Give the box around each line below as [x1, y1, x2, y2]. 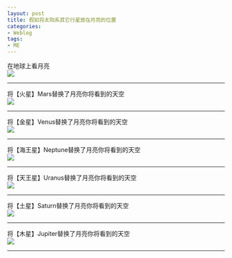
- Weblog [7, 29, 32, 36]
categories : [7, 23, 41, 30]
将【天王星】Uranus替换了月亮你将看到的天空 [7, 173, 137, 182]
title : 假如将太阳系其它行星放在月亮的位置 [7, 17, 117, 23]
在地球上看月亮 [7, 62, 50, 69]
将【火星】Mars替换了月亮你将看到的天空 [7, 90, 125, 98]
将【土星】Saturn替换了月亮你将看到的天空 [7, 202, 129, 210]
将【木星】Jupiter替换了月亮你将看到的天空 [7, 230, 130, 237]
